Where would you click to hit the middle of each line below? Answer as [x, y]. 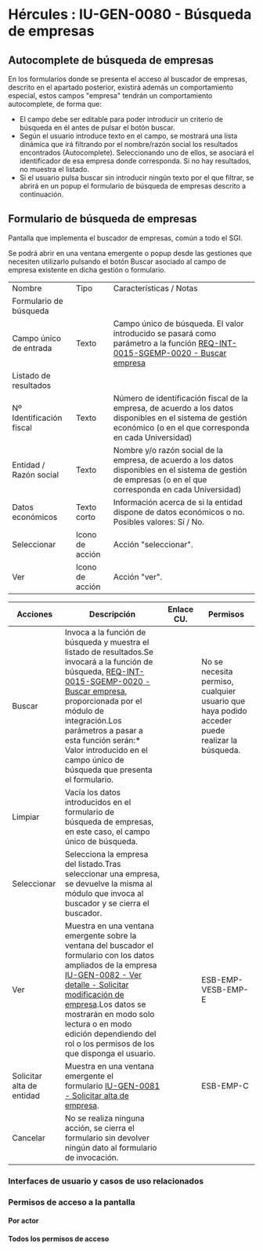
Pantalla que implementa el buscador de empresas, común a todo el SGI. [125, 238]
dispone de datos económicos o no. [179, 512]
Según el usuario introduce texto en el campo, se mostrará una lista [128, 136]
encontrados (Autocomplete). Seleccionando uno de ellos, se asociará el [137, 152]
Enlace [181, 609]
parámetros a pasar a [104, 730]
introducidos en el [98, 802]
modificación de [94, 994]
